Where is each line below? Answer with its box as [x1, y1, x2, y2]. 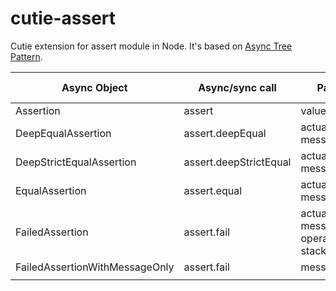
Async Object [61, 80, 128, 94]
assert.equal [183, 183, 243, 197]
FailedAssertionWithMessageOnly [15, 260, 175, 274]
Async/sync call [198, 80, 277, 94]
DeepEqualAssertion [15, 126, 112, 140]
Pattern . [10, 50, 43, 62]
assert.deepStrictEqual [183, 155, 292, 169]
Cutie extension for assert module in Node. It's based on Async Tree [10, 40, 293, 52]
